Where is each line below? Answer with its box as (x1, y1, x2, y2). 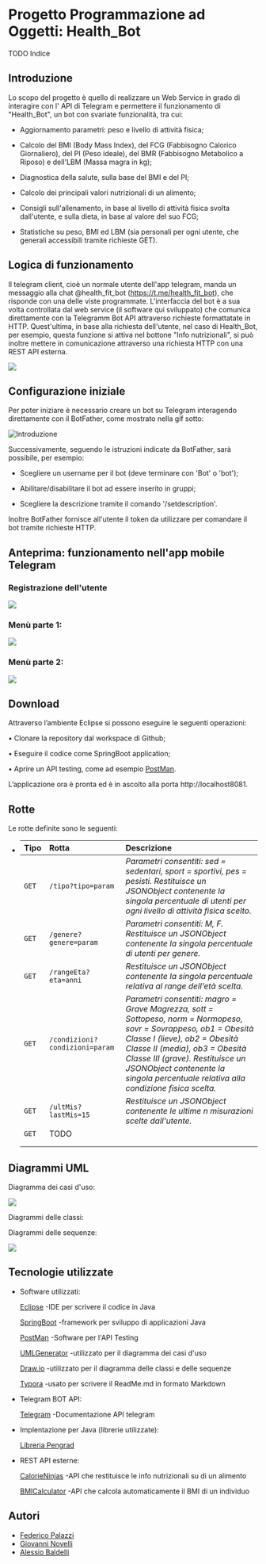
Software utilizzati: (19, 1287, 81, 1296)
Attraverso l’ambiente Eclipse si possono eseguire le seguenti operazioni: (8, 718, 247, 728)
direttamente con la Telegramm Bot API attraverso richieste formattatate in (8, 313, 251, 323)
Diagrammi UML (8, 1161, 89, 1175)
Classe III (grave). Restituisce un (125, 1053, 246, 1064)
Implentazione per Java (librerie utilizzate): (19, 1424, 160, 1434)
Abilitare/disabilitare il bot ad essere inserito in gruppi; (19, 484, 196, 493)
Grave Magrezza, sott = (125, 1004, 214, 1015)
